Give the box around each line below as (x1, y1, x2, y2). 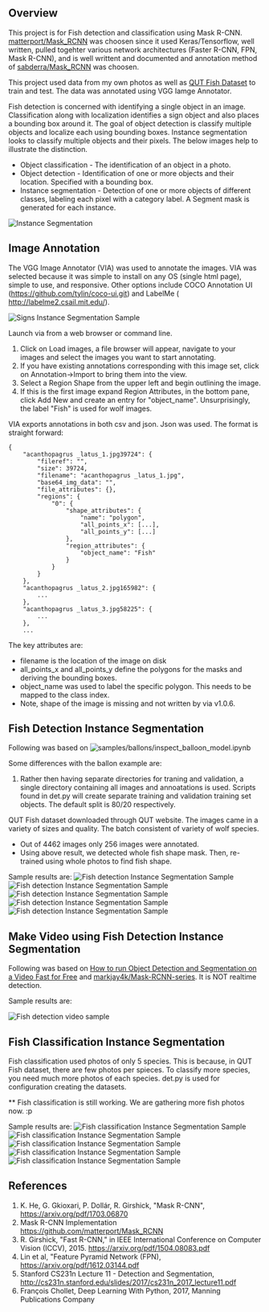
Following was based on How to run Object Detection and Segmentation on (8, 964, 257, 974)
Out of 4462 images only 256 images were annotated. (19, 839, 199, 849)
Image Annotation (8, 241, 100, 256)
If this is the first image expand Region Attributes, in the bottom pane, (19, 386, 251, 396)
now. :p (8, 1106, 33, 1116)
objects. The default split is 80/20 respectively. (19, 800, 177, 810)
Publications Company (19, 1294, 95, 1304)
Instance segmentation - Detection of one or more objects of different (19, 185, 251, 195)
